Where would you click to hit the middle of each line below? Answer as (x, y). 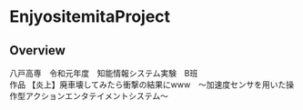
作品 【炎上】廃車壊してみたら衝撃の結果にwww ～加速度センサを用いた (148, 85)
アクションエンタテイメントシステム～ (96, 96)
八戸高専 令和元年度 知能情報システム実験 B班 (104, 73)
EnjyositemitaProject (90, 17)
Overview (38, 50)
